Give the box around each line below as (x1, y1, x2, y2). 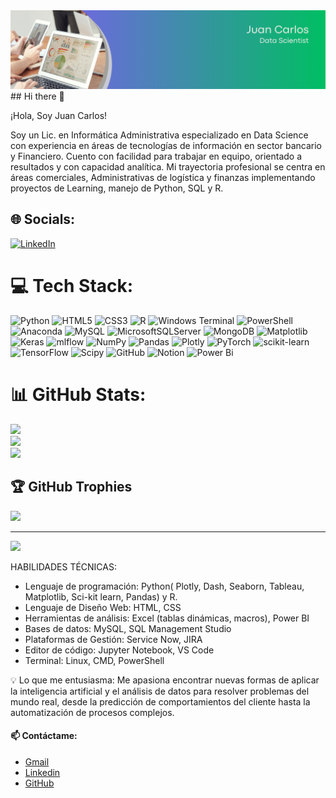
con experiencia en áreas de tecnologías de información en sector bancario (10, 140, 322, 151)
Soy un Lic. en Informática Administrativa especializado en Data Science (10, 129, 309, 141)
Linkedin (24, 766, 61, 778)
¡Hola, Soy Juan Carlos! (10, 110, 108, 121)
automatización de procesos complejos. (10, 706, 175, 718)
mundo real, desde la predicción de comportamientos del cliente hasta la (10, 695, 311, 708)
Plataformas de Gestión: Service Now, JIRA (24, 633, 203, 645)
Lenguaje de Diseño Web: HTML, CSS (24, 601, 182, 613)
